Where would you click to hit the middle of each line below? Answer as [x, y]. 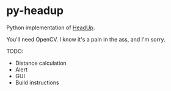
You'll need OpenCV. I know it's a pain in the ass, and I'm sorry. [86, 39]
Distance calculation [41, 63]
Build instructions [37, 82]
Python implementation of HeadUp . [51, 27]
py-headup [35, 11]
